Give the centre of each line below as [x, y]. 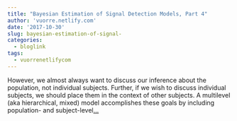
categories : [25, 40]
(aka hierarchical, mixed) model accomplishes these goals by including [111, 103]
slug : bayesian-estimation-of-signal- [65, 34]
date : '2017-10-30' [36, 27]
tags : [15, 54]
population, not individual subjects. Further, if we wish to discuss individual [117, 87]
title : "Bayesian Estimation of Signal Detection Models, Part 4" [108, 14]
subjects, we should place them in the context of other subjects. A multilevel [119, 95]
